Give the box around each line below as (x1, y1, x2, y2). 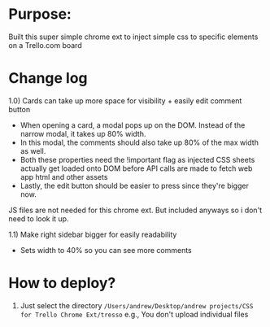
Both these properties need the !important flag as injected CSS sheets (20, 155, 255, 164)
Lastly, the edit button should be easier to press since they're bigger (20, 181, 250, 190)
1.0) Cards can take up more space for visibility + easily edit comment (8, 95, 242, 106)
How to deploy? (8, 274, 116, 293)
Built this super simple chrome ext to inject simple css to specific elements (8, 32, 259, 41)
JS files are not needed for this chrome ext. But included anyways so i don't (8, 205, 263, 215)
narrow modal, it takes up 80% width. (20, 129, 146, 138)
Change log (8, 69, 88, 88)
